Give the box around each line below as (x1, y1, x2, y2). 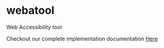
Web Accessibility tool (6, 23, 62, 31)
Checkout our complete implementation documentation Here (6, 35, 158, 42)
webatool (6, 4, 55, 17)
